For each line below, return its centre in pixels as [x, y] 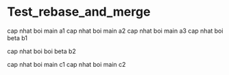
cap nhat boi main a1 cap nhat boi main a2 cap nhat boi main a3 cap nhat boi [115, 31]
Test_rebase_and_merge [79, 12]
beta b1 [17, 37]
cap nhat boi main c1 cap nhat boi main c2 [67, 64]
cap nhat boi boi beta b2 [42, 51]
